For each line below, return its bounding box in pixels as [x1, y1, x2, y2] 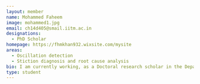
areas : [6, 47, 23, 53]
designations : [6, 31, 42, 37]
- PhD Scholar [11, 36, 46, 42]
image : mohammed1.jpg [6, 20, 60, 25]
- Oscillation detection [11, 53, 73, 59]
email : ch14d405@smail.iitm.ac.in [6, 25, 92, 31]
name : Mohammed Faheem [6, 14, 62, 20]
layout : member [6, 8, 44, 15]
